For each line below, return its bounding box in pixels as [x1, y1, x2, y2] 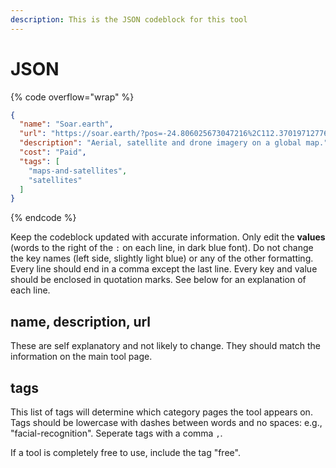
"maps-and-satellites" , [28, 166, 128, 176]
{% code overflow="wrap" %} [10, 91, 135, 103]
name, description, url [10, 313, 152, 330]
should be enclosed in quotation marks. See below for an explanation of [10, 274, 307, 286]
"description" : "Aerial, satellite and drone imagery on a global [19, 138, 302, 148]
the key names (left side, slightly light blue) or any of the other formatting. [10, 252, 314, 265]
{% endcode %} [10, 212, 77, 224]
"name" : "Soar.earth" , [19, 119, 114, 130]
